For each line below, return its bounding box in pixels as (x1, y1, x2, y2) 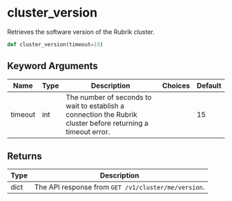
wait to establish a (65, 101, 124, 111)
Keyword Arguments (7, 60, 98, 72)
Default (196, 81, 222, 90)
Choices (162, 81, 191, 90)
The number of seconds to (65, 92, 152, 102)
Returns (7, 151, 43, 162)
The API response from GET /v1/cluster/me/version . (34, 182, 205, 192)
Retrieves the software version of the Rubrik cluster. (7, 28, 155, 36)
